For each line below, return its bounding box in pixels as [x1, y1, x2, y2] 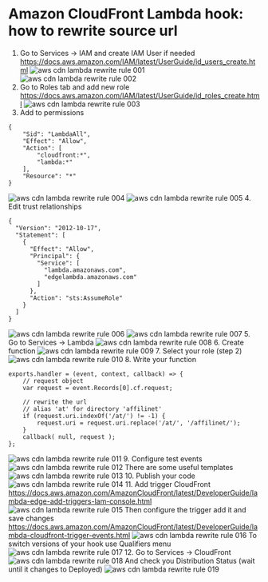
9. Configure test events [123, 453, 203, 464]
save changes [8, 513, 54, 523]
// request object [22, 377, 84, 385]
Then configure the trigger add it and [124, 504, 246, 514]
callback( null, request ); [22, 433, 116, 440]
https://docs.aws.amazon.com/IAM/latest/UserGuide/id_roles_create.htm [19, 90, 261, 100]
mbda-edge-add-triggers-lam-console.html [8, 496, 152, 506]
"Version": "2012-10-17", [15, 224, 102, 232]
